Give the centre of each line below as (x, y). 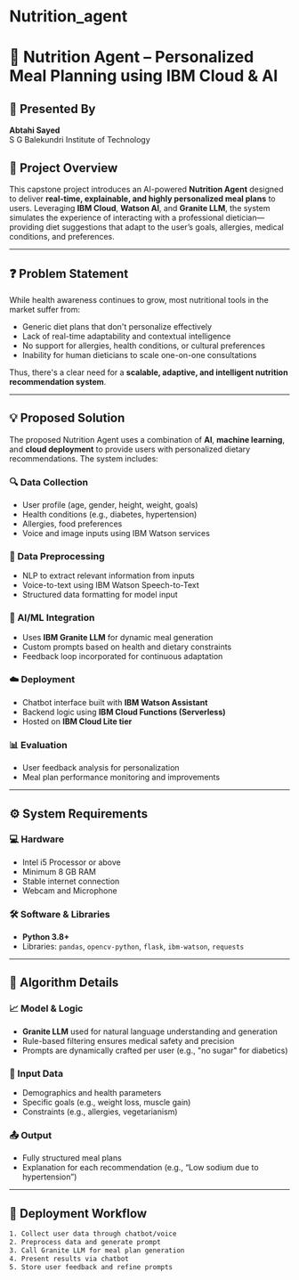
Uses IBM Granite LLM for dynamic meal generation (117, 637)
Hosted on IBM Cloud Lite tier (77, 721)
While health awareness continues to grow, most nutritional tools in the (139, 299)
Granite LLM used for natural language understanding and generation (150, 1031)
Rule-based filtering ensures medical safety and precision (128, 1040)
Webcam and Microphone (69, 890)
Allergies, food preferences (72, 524)
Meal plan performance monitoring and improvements (121, 778)
